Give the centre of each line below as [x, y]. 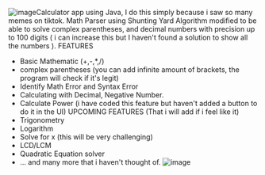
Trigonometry [42, 120]
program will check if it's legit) [69, 78]
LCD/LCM [35, 145]
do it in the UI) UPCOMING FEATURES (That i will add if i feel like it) [129, 112]
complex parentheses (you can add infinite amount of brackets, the [129, 70]
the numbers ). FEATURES [51, 46]
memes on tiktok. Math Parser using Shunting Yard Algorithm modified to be [132, 21]
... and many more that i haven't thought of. [90, 162]
